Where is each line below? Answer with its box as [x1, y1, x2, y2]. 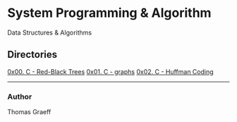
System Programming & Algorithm [7, 5, 212, 21]
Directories [7, 49, 58, 61]
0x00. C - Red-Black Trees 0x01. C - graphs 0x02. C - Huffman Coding [7, 67, 214, 75]
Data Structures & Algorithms [7, 28, 92, 37]
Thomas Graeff [7, 108, 51, 116]
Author [7, 92, 32, 102]
